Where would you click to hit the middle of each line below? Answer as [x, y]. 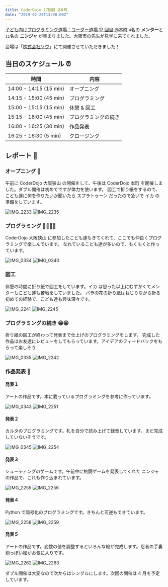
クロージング [84, 136]
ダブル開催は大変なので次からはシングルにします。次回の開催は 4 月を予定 [82, 573]
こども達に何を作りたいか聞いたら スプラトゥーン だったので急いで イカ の [82, 196]
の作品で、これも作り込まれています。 [45, 478]
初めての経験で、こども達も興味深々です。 [49, 299]
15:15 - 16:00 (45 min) [36, 117]
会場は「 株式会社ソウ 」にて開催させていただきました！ [62, 46]
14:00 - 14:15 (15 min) [36, 89]
